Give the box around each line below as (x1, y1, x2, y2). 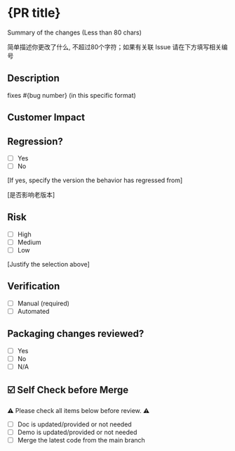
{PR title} (7, 5, 61, 21)
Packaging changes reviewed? (7, 328, 145, 340)
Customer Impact (7, 111, 86, 124)
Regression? (7, 135, 63, 147)
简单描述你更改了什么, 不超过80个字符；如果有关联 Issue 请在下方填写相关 (7, 42, 222, 51)
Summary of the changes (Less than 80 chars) (7, 28, 142, 37)
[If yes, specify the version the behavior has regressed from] (7, 176, 183, 184)
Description (7, 72, 60, 84)
